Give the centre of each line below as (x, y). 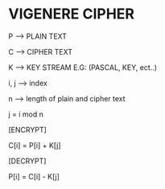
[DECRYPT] (27, 161)
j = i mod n (26, 114)
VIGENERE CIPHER (72, 14)
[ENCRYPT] (27, 129)
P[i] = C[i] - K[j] (34, 176)
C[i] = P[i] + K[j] (35, 145)
